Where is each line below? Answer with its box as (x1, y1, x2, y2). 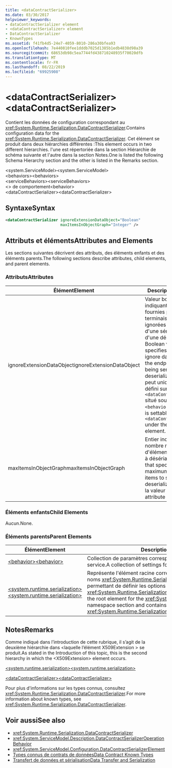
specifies (145, 347, 167, 354)
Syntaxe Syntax (5, 204, 55, 212)
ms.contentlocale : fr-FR (5, 60, 58, 65)
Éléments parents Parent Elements (5, 533, 92, 540)
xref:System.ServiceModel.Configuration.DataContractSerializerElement (12, 746, 165, 752)
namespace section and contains (87, 602, 167, 609)
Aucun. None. (5, 520, 33, 526)
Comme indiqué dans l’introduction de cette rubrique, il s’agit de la (5, 639, 146, 645)
